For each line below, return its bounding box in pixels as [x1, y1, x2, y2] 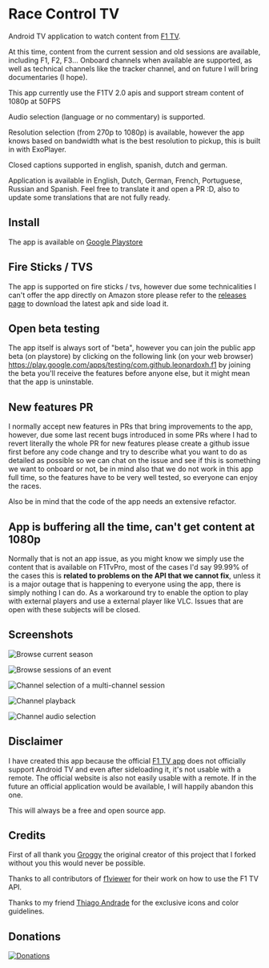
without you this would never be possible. [8, 858, 146, 868]
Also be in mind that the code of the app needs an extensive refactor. [8, 497, 237, 506]
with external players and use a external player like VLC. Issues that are [8, 596, 244, 606]
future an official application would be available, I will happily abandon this [8, 781, 254, 791]
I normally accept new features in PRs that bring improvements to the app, [8, 421, 254, 431]
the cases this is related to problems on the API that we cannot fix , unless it [8, 571, 261, 580]
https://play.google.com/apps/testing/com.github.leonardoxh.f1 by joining [8, 360, 251, 369]
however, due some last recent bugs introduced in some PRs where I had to [8, 430, 258, 440]
